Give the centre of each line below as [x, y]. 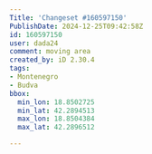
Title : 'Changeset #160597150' [68, 18]
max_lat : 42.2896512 [56, 128]
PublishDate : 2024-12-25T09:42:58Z [76, 26]
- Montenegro [34, 77]
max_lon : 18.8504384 [56, 119]
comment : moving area [50, 52]
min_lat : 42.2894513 [56, 111]
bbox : [19, 93]
